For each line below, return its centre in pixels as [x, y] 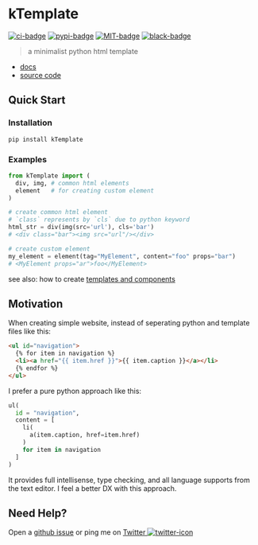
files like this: [30, 332]
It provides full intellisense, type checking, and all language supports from [129, 480]
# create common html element [58, 212]
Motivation [36, 304]
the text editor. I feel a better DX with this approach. [92, 488]
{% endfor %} [37, 368]
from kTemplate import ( [49, 176]
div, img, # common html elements [72, 183]
